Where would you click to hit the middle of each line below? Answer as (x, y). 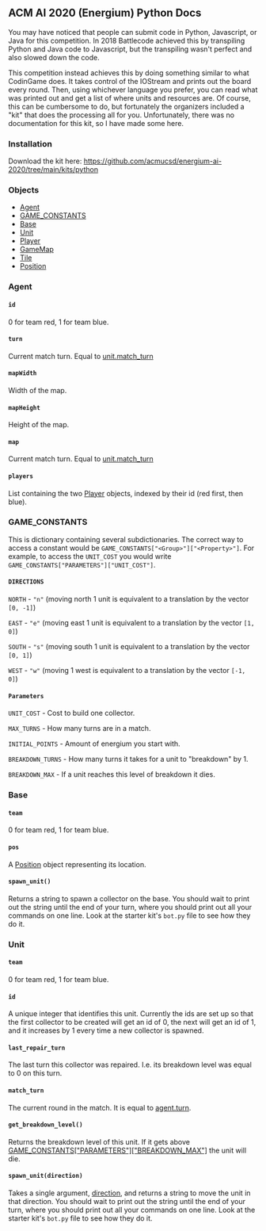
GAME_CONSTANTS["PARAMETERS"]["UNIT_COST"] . (82, 564)
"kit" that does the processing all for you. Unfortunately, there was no (122, 115)
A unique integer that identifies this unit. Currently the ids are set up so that (131, 1014)
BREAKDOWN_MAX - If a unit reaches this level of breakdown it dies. (112, 774)
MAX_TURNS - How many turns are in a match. (80, 728)
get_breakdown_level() (46, 1125)
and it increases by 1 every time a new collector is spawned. (106, 1030)
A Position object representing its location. (77, 864)
